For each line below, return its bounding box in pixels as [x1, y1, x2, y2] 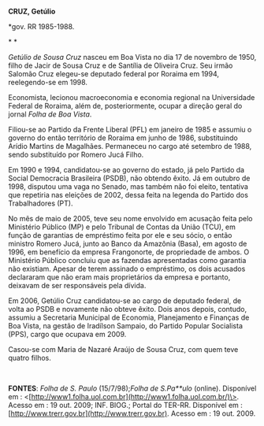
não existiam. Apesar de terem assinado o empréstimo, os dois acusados [8, 264, 246, 273]
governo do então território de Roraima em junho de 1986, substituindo [8, 133, 238, 143]
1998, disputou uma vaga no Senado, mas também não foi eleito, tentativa [8, 182, 248, 191]
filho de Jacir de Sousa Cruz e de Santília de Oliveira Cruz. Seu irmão [8, 61, 233, 70]
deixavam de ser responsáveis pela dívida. [8, 281, 147, 290]
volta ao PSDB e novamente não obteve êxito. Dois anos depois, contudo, [8, 305, 247, 313]
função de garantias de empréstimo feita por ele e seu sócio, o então [8, 231, 232, 239]
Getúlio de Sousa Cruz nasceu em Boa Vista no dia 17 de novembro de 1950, [8, 53, 257, 61]
